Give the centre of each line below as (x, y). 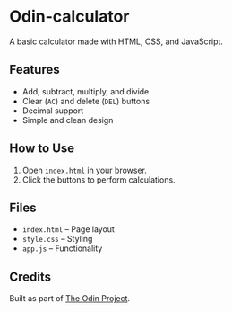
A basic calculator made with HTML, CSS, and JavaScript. (116, 41)
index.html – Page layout (68, 229)
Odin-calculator (69, 17)
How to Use (42, 149)
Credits (30, 276)
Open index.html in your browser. (85, 170)
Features (34, 70)
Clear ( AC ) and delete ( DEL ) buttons (86, 101)
